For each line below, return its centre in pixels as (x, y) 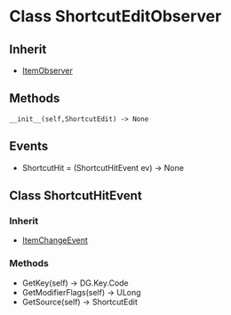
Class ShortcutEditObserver (115, 16)
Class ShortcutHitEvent (76, 196)
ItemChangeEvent (55, 240)
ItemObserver (47, 70)
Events (29, 146)
